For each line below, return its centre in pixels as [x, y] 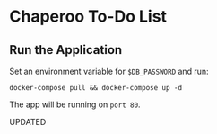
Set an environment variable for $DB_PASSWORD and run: [109, 71]
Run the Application [66, 50]
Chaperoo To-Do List [88, 17]
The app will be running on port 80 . [75, 104]
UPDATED [28, 122]
